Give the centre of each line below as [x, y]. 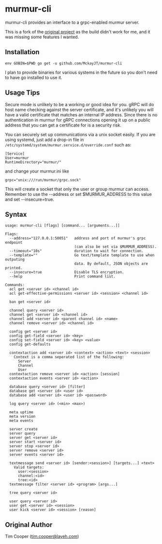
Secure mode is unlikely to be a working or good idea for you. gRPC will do [80, 104]
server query [22, 433]
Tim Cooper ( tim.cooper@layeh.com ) [42, 536]
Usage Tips [22, 93]
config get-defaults [30, 344]
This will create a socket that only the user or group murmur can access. [77, 189]
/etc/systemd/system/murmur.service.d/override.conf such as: [68, 144]
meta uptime [22, 412]
